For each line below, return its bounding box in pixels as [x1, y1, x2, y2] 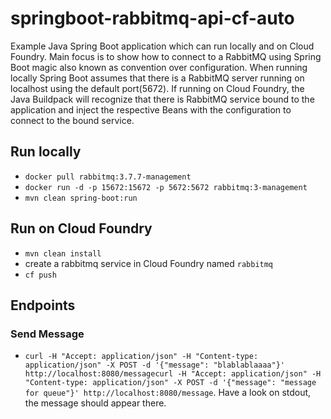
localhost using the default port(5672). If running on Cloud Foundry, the [10, 82, 305, 94]
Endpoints [10, 297, 76, 314]
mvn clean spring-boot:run [24, 193, 138, 203]
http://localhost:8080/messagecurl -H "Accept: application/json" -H [24, 369, 322, 379]
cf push [24, 270, 57, 280]
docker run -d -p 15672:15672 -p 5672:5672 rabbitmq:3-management [24, 182, 308, 192]
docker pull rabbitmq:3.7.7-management [24, 172, 192, 182]
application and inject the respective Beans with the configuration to [10, 103, 292, 116]
